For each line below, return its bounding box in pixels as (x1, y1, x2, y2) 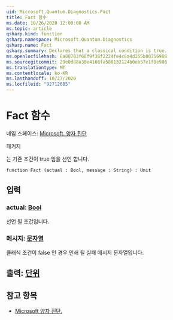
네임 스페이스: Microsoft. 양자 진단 (6, 129, 87, 137)
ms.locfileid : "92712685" (6, 81, 71, 87)
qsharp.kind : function (6, 31, 63, 37)
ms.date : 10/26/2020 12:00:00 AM (6, 20, 90, 26)
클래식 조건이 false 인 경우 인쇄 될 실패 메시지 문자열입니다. (6, 249, 144, 256)
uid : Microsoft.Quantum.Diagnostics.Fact (6, 8, 111, 15)
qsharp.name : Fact (6, 43, 52, 49)
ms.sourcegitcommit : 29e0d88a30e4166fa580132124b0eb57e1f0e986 (6, 59, 168, 65)
